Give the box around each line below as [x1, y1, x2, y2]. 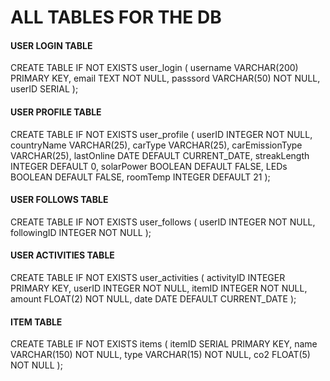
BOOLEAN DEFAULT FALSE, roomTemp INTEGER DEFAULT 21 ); [10, 171, 271, 183]
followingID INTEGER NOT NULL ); [10, 226, 152, 238]
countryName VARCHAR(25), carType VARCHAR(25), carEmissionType [10, 139, 303, 151]
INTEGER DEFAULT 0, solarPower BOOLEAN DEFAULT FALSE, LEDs [10, 160, 288, 172]
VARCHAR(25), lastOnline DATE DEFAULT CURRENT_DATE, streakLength [10, 149, 310, 161]
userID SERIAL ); [10, 83, 79, 95]
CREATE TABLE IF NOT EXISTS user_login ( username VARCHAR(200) [10, 62, 299, 74]
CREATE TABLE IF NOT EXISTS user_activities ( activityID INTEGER [10, 272, 286, 283]
